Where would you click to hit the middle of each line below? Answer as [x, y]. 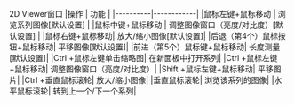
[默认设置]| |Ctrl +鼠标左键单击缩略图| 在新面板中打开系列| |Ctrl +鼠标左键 [144, 58]
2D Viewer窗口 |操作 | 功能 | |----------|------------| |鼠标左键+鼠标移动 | [143, 14]
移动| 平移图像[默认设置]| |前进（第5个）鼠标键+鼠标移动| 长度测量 [159, 47]
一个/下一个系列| [106, 91]
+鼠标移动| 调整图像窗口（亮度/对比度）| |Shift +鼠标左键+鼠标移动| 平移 [141, 69]
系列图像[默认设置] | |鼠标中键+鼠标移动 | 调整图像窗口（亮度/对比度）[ [146, 25]
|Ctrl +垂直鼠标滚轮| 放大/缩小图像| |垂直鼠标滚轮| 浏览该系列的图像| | [148, 80]
